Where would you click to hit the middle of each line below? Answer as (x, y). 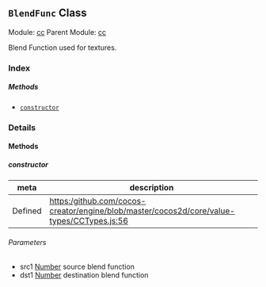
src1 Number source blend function (77, 267)
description (152, 188)
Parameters (27, 242)
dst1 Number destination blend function (84, 275)
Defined (27, 211)
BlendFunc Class (47, 13)
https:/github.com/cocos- (98, 201)
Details (22, 128)
